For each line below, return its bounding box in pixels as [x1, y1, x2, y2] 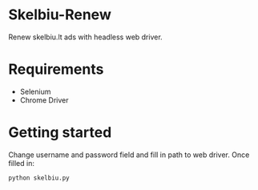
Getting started [8, 123, 112, 142]
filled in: [8, 158, 34, 168]
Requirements [8, 60, 104, 79]
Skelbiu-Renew [8, 6, 112, 24]
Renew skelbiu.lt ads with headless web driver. [8, 32, 163, 42]
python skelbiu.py [8, 174, 70, 182]
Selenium [19, 87, 51, 96]
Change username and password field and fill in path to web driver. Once [8, 150, 250, 160]
